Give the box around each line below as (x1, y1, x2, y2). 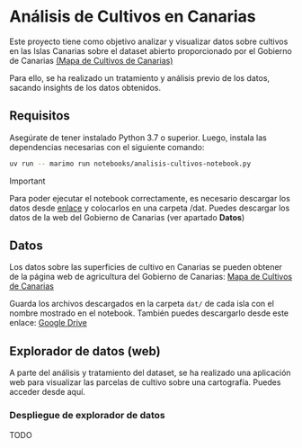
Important (9, 175, 46, 186)
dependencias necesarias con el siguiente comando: (9, 141, 205, 152)
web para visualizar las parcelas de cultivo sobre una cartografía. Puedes (9, 377, 281, 388)
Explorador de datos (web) (9, 344, 161, 359)
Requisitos (9, 108, 70, 123)
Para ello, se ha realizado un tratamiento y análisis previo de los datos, (9, 72, 271, 83)
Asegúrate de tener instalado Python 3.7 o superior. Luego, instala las (9, 132, 267, 143)
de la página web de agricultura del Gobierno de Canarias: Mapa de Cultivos (9, 272, 293, 282)
